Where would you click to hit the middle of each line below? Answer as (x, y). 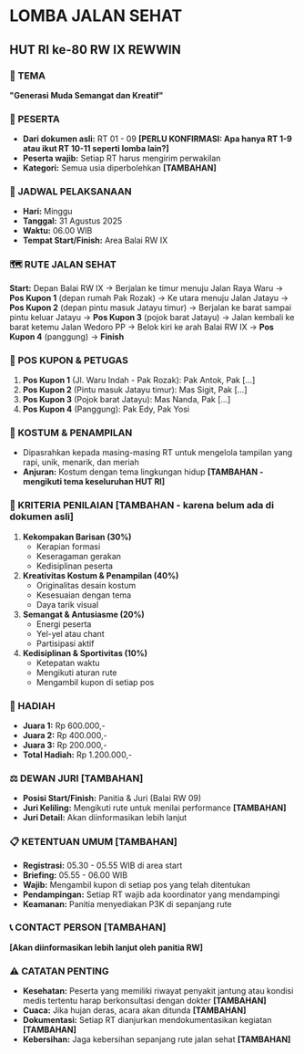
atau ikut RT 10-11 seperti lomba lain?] (96, 149)
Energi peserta (64, 624)
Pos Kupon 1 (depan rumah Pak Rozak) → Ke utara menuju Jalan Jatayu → (149, 297)
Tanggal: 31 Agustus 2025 (72, 221)
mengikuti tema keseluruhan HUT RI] (94, 482)
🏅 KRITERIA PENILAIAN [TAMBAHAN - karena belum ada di (142, 506)
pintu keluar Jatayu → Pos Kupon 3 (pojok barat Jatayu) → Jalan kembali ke (152, 317)
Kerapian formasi (68, 546)
